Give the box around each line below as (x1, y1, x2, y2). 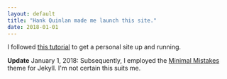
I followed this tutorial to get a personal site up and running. (7, 43, 182, 51)
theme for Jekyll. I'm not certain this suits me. (7, 64, 141, 73)
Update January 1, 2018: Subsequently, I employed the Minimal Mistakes (7, 56, 220, 65)
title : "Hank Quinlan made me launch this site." (7, 17, 157, 24)
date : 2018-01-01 (7, 23, 59, 30)
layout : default (7, 10, 55, 18)
